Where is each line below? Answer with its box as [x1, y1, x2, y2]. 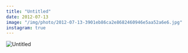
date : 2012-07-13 [6, 14, 49, 20]
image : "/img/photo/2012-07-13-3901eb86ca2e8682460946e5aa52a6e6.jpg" [6, 19, 183, 25]
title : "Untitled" [6, 8, 51, 15]
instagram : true [6, 24, 46, 31]
